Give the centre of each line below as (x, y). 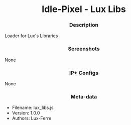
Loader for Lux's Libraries (31, 36)
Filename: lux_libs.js (33, 108)
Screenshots (84, 49)
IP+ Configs (84, 73)
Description (84, 25)
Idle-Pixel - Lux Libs (84, 9)
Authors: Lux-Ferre (32, 118)
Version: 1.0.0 (26, 113)
